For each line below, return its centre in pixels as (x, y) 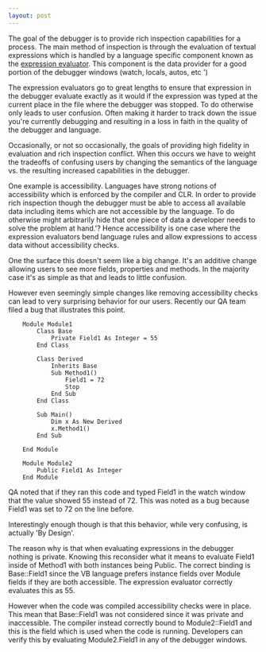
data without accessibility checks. (64, 245)
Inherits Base (74, 366)
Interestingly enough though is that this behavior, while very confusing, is (128, 524)
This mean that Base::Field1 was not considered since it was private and (126, 614)
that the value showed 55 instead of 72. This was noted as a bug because (129, 500)
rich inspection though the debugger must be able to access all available (127, 203)
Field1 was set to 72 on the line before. (71, 509)
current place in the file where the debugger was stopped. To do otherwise (131, 104)
